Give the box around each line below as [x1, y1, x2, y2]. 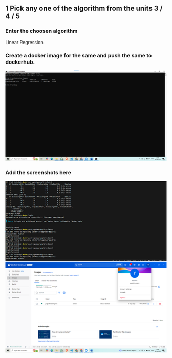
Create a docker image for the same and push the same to [5, 52, 152, 59]
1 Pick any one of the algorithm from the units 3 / [5, 4, 163, 13]
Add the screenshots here [5, 169, 72, 176]
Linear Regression [5, 39, 44, 45]
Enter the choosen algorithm [5, 28, 78, 35]
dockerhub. [5, 58, 35, 66]
